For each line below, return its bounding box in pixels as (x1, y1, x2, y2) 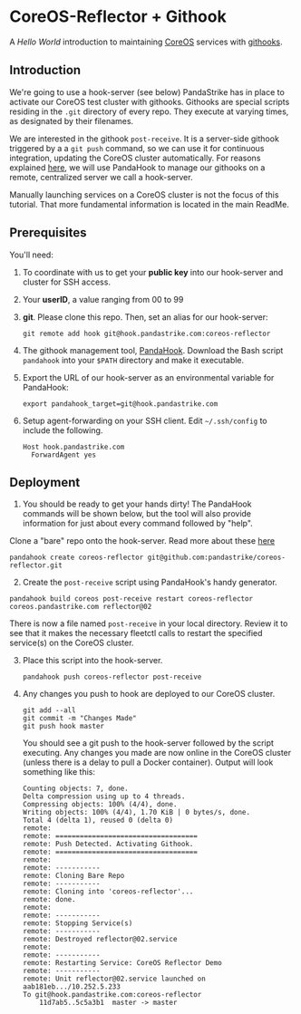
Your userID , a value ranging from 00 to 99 (22, 294, 184, 304)
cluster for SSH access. (22, 276, 112, 287)
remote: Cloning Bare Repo (22, 872, 125, 881)
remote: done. (22, 895, 76, 904)
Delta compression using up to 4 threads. (22, 792, 186, 801)
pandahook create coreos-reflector (9, 553, 144, 563)
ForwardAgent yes (31, 450, 97, 459)
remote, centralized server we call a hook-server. (9, 171, 193, 182)
